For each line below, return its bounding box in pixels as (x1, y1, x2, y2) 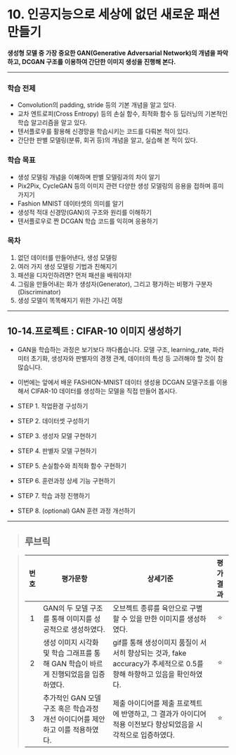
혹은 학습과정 (58, 704, 99, 713)
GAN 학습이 (51, 659, 88, 669)
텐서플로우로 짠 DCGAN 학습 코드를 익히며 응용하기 (17, 216, 158, 225)
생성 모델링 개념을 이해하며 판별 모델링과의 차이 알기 (17, 173, 160, 181)
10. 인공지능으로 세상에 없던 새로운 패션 (7, 6, 220, 23)
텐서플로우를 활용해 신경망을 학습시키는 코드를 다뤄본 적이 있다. (17, 127, 191, 136)
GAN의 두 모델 (43, 604, 88, 613)
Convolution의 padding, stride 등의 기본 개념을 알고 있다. (17, 101, 177, 109)
